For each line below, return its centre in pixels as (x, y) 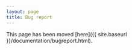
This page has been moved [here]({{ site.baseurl (67, 34)
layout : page (23, 12)
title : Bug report (29, 17)
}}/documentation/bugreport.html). (49, 40)
